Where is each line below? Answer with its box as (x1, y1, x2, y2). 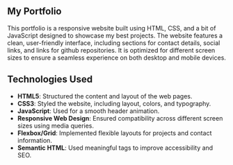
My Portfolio (7, 6, 62, 17)
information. (17, 136, 52, 144)
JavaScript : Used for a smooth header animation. (17, 107, 160, 115)
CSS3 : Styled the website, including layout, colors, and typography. (17, 99, 211, 107)
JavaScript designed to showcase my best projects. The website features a (7, 31, 223, 40)
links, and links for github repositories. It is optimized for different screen (7, 46, 216, 54)
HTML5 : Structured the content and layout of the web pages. (17, 92, 193, 100)
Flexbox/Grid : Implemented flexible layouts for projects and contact (17, 128, 212, 137)
